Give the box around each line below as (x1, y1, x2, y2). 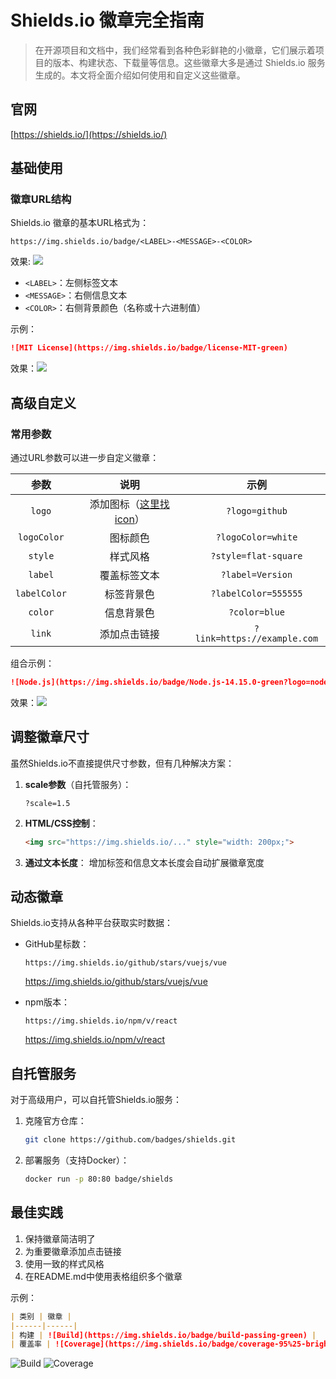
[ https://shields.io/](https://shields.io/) (10, 128, 168, 140)
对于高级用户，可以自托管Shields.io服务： (10, 1094, 182, 1106)
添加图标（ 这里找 (89, 497, 170, 511)
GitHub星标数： (24, 938, 90, 950)
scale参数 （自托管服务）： (24, 778, 132, 790)
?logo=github (225, 506, 288, 516)
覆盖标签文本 (99, 569, 160, 582)
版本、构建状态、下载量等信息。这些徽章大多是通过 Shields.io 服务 (52, 56, 326, 68)
